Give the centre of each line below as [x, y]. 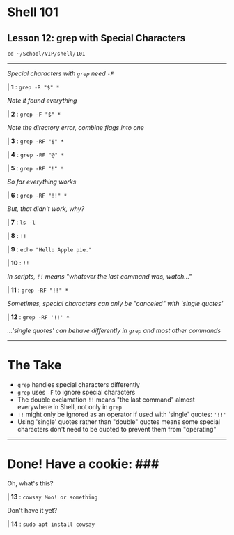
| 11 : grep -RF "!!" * [38, 290]
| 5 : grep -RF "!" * [36, 168]
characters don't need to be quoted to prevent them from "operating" [117, 429]
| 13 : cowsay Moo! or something [53, 497]
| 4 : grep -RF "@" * [36, 155]
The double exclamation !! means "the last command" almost [106, 400]
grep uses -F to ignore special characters [76, 392]
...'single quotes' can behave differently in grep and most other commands [114, 330]
